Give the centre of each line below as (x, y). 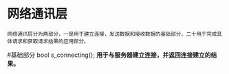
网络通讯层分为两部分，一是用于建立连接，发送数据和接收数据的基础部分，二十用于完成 (112, 34)
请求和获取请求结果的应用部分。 (51, 41)
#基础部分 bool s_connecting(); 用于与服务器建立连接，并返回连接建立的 (109, 55)
